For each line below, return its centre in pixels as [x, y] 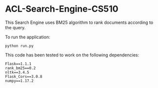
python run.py [20, 46]
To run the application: [28, 37]
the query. [15, 27]
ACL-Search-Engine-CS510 [62, 9]
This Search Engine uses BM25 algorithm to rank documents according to [79, 22]
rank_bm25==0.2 [20, 68]
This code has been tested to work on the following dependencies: [72, 55]
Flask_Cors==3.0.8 [24, 76]
